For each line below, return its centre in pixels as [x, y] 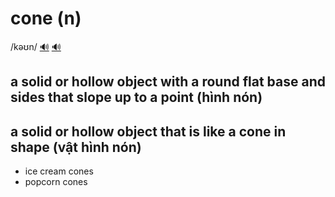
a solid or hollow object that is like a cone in [148, 131]
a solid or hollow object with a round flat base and [168, 82]
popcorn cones [56, 182]
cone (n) [46, 18]
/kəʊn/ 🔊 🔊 [36, 46]
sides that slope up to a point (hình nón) [136, 97]
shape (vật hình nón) [76, 147]
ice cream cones [59, 171]
